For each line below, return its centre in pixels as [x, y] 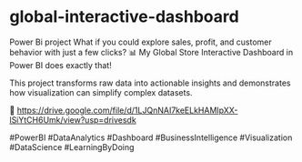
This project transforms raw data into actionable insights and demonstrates [150, 83]
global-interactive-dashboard [124, 17]
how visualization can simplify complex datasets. [101, 92]
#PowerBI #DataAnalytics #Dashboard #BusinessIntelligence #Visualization [151, 137]
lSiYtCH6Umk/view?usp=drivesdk [73, 119]
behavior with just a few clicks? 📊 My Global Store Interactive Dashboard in [151, 52]
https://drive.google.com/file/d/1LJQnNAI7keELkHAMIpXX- [127, 110]
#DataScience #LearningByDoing [72, 147]
